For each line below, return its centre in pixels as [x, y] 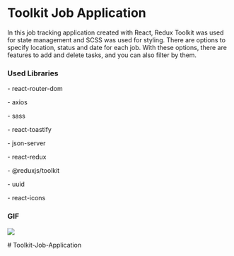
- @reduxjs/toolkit [34, 171]
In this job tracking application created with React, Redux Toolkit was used [116, 32]
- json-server [27, 143]
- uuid [16, 184]
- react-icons [27, 198]
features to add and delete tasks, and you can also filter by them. [102, 55]
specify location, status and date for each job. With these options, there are [117, 47]
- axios [18, 102]
